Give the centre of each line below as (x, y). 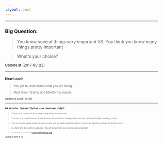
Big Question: (21, 31)
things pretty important (40, 47)
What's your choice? (37, 56)
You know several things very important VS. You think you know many (87, 41)
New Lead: (14, 79)
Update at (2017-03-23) (25, 65)
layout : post (18, 9)
